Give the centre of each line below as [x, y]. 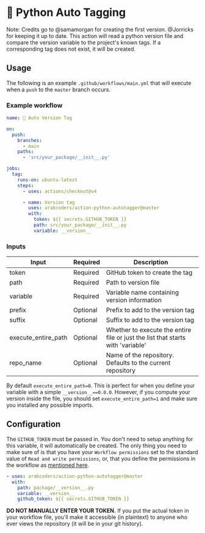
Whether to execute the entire [149, 330]
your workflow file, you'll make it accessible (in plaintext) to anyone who [97, 517]
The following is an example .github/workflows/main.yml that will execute [99, 83]
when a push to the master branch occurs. [59, 89]
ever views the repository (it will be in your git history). [75, 524]
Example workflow [34, 105]
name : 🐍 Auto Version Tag [39, 118]
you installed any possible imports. [50, 405]
